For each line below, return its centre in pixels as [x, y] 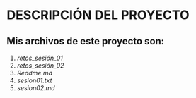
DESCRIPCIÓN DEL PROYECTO [98, 15]
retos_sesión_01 [40, 58]
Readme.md [35, 73]
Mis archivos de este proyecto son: [86, 41]
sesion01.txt [34, 80]
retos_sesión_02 [40, 66]
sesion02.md [36, 88]
